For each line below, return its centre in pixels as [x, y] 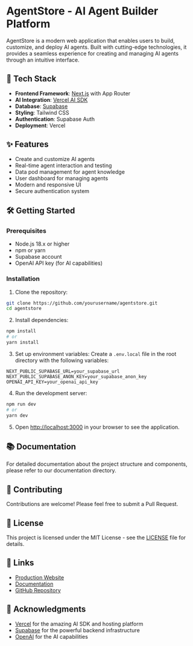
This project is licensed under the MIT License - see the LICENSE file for [96, 537]
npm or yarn [30, 250]
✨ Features [27, 144]
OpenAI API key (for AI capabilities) [59, 263]
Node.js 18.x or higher [42, 244]
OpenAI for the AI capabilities [52, 636]
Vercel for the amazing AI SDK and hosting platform [79, 624]
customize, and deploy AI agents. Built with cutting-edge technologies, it [96, 47]
